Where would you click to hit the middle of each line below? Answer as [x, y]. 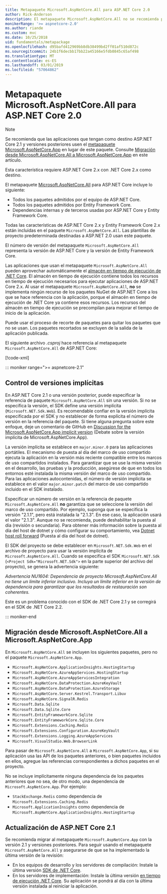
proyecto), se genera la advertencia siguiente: [52, 566]
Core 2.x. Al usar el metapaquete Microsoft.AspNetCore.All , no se [73, 286]
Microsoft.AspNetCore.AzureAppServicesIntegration [66, 678]
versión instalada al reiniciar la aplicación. [55, 886]
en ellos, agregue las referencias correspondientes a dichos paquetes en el [82, 761]
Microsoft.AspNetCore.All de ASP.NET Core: [51, 348]
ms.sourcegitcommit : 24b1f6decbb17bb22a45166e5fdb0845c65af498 [72, 51]
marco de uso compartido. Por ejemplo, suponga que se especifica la [76, 509]
